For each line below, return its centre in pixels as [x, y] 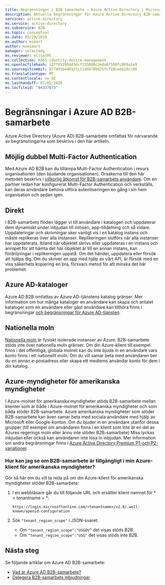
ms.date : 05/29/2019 [26, 37]
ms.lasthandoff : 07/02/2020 [34, 83]
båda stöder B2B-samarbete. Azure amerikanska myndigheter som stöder [80, 412]
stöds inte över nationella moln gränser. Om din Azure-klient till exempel [78, 345]
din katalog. [17, 366]
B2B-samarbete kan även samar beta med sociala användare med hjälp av [80, 416]
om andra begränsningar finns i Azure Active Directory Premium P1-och [77, 443]
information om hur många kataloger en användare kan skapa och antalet [79, 302]
